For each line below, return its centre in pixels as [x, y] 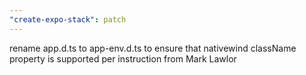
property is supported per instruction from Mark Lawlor [123, 58]
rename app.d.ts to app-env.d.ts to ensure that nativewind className [153, 48]
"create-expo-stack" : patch [68, 19]
